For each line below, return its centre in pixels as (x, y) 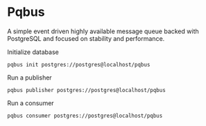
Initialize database (33, 52)
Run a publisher (29, 78)
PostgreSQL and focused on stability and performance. (86, 38)
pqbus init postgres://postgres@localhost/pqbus (79, 64)
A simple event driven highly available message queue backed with (103, 31)
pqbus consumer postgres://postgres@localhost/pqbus (85, 116)
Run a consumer (31, 103)
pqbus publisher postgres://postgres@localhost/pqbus (87, 90)
